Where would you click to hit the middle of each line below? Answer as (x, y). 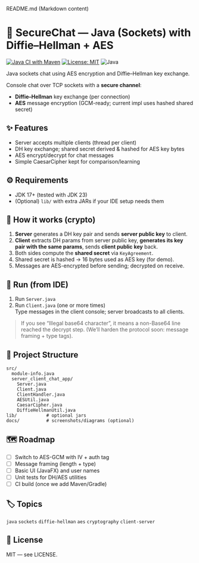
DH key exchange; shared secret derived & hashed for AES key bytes (99, 149)
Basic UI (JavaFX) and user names (57, 470)
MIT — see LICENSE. (32, 554)
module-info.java (33, 374)
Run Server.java (35, 299)
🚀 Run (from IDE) (37, 284)
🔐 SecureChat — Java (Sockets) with (99, 33)
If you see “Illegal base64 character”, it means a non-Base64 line (100, 323)
